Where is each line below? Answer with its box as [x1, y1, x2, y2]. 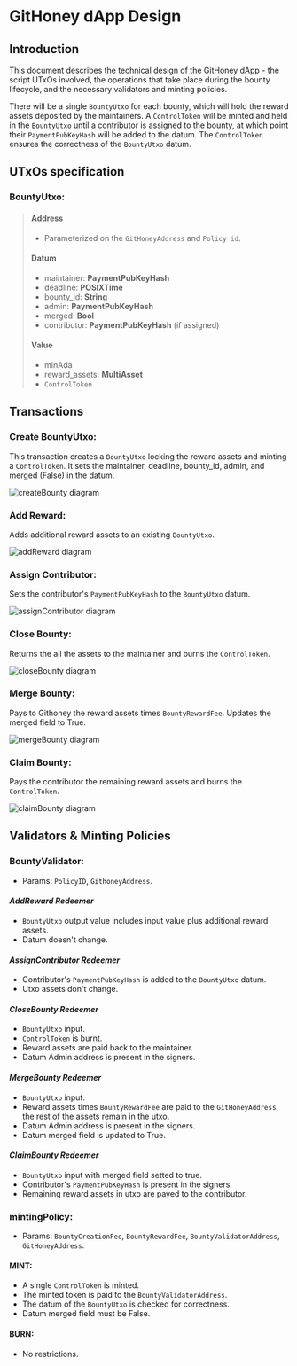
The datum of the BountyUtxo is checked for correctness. [21, 1299, 231, 1309]
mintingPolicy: [9, 1210, 74, 1222]
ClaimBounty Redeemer [9, 1150, 99, 1160]
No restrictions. [21, 1348, 79, 1359]
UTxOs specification [9, 164, 125, 179]
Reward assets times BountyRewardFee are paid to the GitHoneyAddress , [21, 1101, 279, 1112]
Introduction [9, 42, 80, 57]
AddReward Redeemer [9, 895, 95, 906]
